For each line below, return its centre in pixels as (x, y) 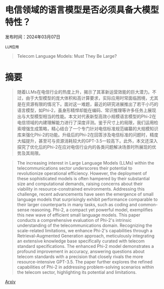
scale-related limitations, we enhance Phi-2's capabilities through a (85, 230)
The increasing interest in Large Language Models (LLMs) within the (86, 163)
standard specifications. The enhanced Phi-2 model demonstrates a (85, 246)
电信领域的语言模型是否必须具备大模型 (82, 10)
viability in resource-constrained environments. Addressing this (81, 189)
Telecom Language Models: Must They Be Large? (67, 56)
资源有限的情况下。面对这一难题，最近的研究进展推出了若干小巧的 (92, 104)
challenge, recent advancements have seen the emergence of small (85, 194)
